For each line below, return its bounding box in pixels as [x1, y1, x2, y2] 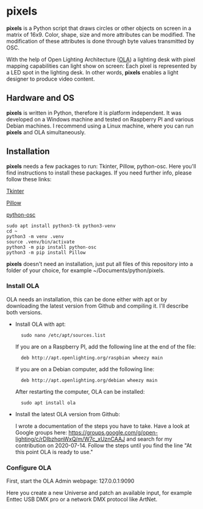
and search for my [126, 435, 173, 442]
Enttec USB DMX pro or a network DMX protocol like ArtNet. [6, 496, 157, 503]
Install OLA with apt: [15, 320, 66, 328]
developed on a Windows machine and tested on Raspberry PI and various [6, 115, 194, 123]
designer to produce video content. [6, 75, 95, 82]
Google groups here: [15, 428, 67, 436]
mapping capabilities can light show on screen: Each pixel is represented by [6, 62, 197, 70]
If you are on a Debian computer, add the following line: [15, 365, 154, 373]
